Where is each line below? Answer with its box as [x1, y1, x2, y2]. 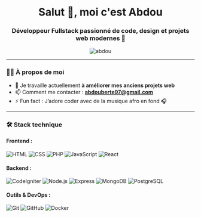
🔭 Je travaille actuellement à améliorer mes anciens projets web [14, 82, 175, 89]
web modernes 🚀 [75, 34, 126, 42]
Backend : [6, 164, 32, 172]
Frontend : [6, 137, 33, 145]
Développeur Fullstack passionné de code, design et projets [11, 27, 190, 35]
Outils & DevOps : [6, 191, 51, 199]
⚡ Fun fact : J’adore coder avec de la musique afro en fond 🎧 [14, 97, 167, 104]
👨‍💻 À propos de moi [6, 68, 65, 76]
